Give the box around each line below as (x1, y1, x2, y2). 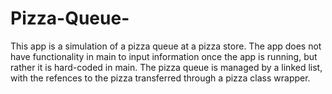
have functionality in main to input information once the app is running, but (10, 50, 318, 62)
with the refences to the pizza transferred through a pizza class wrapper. (10, 72, 311, 84)
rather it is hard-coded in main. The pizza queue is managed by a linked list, (10, 61, 323, 73)
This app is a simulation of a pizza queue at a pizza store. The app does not (10, 40, 322, 52)
